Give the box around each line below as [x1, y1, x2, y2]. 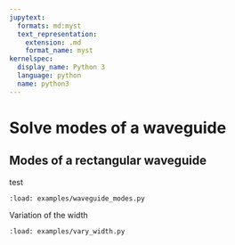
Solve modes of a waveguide [9, 118, 227, 138]
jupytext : [9, 12, 46, 22]
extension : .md [25, 37, 82, 47]
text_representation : [17, 29, 98, 38]
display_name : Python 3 [17, 63, 105, 72]
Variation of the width [9, 209, 88, 220]
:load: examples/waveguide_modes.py [9, 193, 145, 203]
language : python [17, 71, 82, 80]
